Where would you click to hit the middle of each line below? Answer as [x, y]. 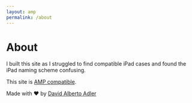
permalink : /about [29, 17]
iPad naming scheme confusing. [46, 70]
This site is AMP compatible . [41, 82]
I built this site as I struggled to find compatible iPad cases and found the [96, 64]
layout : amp [21, 12]
